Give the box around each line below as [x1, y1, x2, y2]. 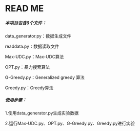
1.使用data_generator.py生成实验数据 [5, 110, 79, 116]
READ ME [5, 3, 44, 14]
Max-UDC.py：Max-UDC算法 [5, 54, 64, 60]
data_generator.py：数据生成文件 [5, 33, 72, 39]
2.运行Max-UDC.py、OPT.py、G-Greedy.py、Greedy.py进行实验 [5, 120, 135, 127]
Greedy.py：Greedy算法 [5, 85, 54, 91]
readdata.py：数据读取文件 [5, 43, 60, 49]
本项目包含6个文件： [5, 20, 47, 26]
